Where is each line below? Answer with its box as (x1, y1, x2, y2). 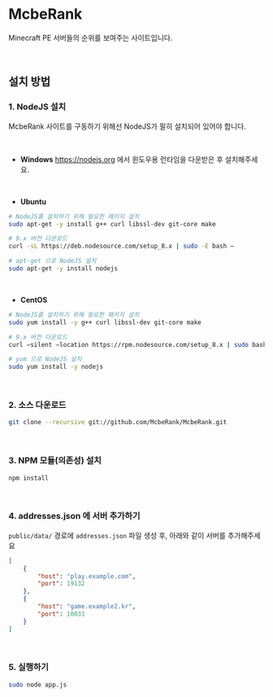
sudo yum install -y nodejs (8, 363, 104, 371)
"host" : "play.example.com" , (37, 572, 136, 581)
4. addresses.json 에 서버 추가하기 (8, 511, 141, 522)
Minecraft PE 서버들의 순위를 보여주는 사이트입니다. (8, 33, 173, 42)
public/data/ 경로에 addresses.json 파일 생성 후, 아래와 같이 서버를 (8, 530, 226, 540)
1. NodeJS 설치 (8, 101, 67, 112)
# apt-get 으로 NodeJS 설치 (8, 257, 97, 265)
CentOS (19, 295, 48, 305)
